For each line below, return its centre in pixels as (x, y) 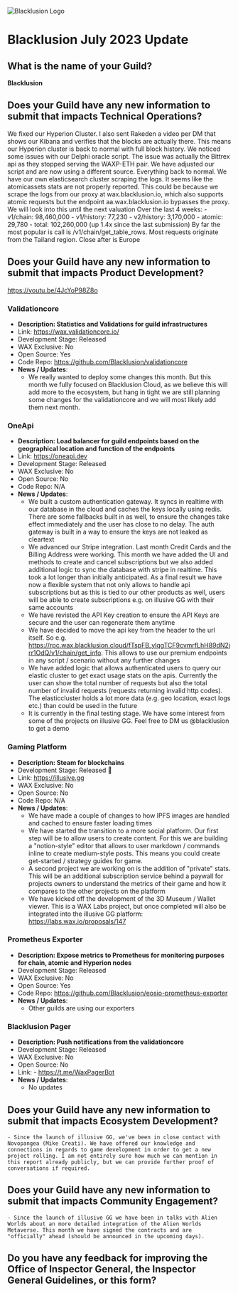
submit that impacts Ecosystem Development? (113, 1121)
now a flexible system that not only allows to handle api (109, 585)
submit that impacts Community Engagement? (113, 1202)
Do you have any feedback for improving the (108, 1258)
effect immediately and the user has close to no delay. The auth (121, 524)
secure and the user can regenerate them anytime (102, 623)
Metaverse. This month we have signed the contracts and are (100, 1230)
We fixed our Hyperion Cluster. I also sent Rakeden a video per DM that (112, 133)
